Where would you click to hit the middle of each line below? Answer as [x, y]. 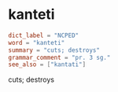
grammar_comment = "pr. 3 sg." [59, 57]
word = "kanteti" [37, 42]
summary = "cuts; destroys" [54, 50]
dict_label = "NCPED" [44, 35]
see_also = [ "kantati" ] [47, 64]
